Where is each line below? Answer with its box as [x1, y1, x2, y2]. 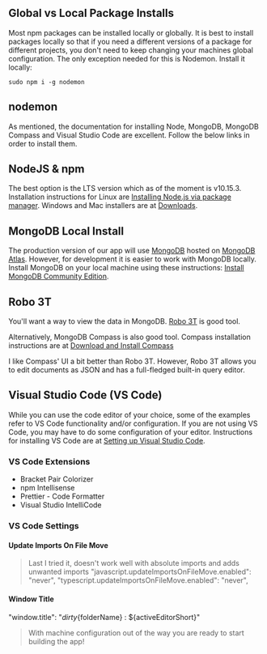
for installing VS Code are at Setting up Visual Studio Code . [8, 435, 206, 445]
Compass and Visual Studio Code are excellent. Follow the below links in [8, 130, 251, 140]
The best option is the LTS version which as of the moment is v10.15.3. [8, 184, 242, 193]
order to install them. [8, 138, 78, 148]
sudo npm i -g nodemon [8, 78, 85, 86]
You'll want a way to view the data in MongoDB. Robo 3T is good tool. [8, 316, 241, 326]
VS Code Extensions [8, 456, 91, 467]
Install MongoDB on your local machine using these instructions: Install [8, 263, 244, 273]
